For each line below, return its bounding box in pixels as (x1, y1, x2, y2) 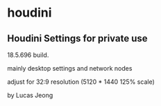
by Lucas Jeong (7, 91, 53, 99)
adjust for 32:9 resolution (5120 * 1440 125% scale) (7, 78, 155, 86)
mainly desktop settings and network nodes (7, 64, 133, 72)
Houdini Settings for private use (7, 33, 148, 44)
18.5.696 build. (7, 51, 49, 59)
